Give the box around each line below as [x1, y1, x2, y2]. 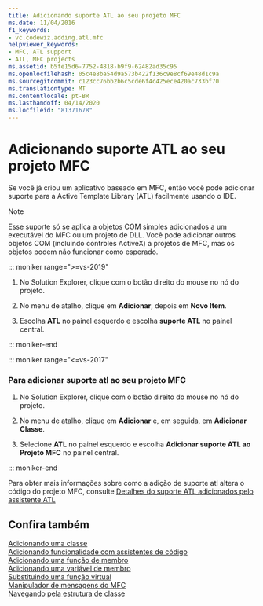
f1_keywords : [8, 26, 51, 34]
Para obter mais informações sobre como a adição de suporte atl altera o [8, 479, 245, 488]
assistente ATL [8, 495, 57, 505]
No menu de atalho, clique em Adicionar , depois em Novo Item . [19, 300, 227, 310]
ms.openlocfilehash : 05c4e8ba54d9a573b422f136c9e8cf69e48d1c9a [8, 70, 220, 78]
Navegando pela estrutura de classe [8, 589, 126, 598]
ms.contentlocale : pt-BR [8, 92, 89, 100]
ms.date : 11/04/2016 [8, 19, 76, 27]
